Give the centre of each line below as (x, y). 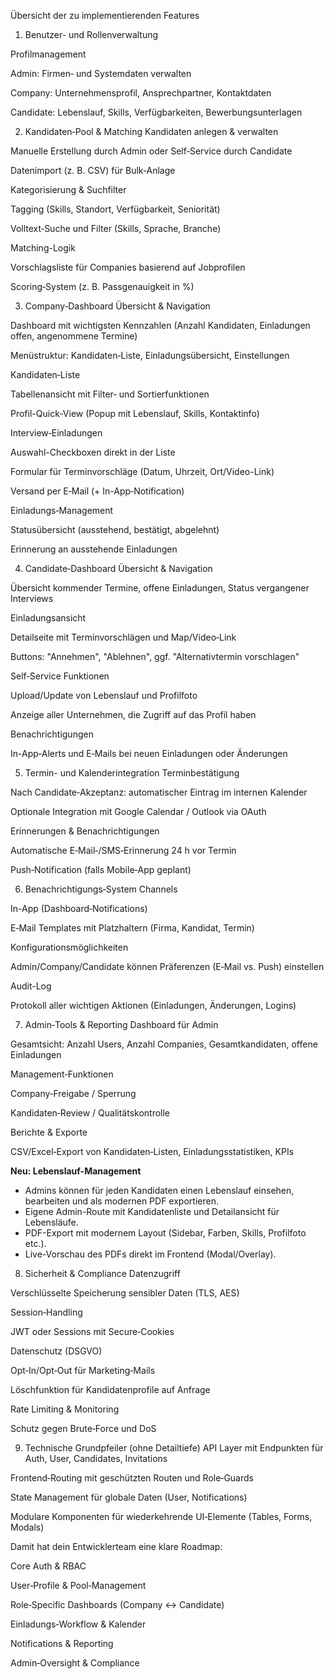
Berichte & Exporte (49, 1132)
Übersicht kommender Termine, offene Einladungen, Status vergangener (160, 588)
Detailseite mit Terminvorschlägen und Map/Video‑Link (123, 637)
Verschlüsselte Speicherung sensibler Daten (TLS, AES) (125, 1293)
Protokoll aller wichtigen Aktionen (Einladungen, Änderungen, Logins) (153, 1005)
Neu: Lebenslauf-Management (76, 1171)
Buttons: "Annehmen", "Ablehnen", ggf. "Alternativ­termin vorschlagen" (155, 656)
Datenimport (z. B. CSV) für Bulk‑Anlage (93, 170)
